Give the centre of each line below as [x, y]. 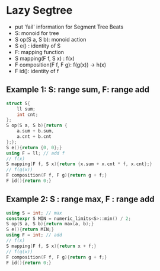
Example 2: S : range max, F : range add [80, 199]
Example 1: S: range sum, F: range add [78, 90]
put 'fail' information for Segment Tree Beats [69, 27]
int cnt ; [28, 114]
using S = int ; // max [34, 213]
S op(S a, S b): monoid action [50, 39]
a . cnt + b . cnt [34, 137]
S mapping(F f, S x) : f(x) [45, 58]
